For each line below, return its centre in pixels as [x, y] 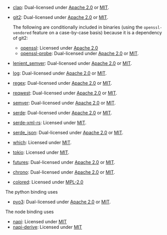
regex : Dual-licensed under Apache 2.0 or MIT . [62, 83]
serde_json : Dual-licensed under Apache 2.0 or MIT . [68, 133]
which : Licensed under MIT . [42, 142]
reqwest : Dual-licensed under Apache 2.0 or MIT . [65, 93]
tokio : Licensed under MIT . [41, 152]
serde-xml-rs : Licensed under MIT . [49, 123]
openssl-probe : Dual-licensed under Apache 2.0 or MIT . [80, 53]
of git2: [20, 38]
